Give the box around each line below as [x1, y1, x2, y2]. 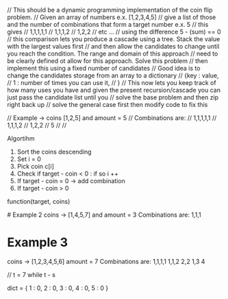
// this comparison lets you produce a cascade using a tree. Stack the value [7, 35, 220, 43]
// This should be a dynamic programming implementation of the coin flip [7, 6, 213, 14]
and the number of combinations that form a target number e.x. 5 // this [7, 21, 209, 28]
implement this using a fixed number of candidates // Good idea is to [7, 64, 201, 72]
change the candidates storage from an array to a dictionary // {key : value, [7, 71, 219, 80]
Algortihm [7, 134, 36, 143]
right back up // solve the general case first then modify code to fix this [7, 101, 208, 108]
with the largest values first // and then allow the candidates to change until [7, 43, 220, 50]
